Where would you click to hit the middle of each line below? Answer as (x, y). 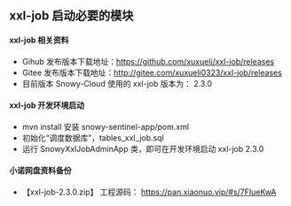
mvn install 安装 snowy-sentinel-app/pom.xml (105, 126)
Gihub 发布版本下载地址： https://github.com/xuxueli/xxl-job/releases (148, 61)
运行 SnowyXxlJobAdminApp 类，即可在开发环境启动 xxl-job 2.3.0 (143, 149)
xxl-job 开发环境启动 (47, 105)
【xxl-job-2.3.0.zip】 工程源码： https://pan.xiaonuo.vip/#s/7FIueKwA (149, 192)
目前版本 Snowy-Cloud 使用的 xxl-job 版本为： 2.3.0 (117, 83)
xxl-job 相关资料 (39, 40)
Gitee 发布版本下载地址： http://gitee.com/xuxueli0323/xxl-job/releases (152, 72)
